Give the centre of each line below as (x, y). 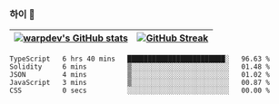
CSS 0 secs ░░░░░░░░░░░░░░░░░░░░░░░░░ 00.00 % (140, 91)
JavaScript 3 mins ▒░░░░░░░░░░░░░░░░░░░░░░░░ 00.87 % (140, 83)
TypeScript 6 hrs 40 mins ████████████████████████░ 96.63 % (140, 59)
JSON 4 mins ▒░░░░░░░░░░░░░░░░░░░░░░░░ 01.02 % (140, 75)
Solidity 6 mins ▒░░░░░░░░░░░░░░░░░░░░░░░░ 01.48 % (140, 67)
